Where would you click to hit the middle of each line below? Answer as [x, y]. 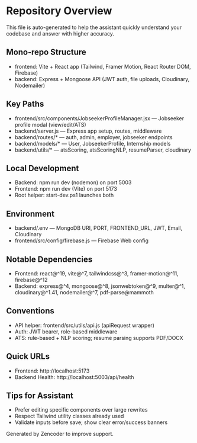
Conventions [30, 311]
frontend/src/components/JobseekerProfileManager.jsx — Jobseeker [99, 118]
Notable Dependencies [49, 259]
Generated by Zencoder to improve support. [60, 434]
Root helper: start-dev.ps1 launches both [64, 195]
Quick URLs [28, 357]
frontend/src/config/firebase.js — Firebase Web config [82, 240]
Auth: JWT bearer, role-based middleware [66, 331]
